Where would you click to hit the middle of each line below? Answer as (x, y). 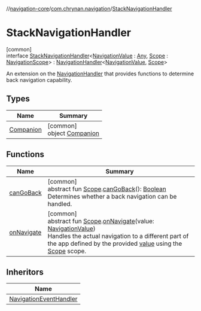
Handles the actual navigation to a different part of (118, 236)
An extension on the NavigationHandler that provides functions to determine (100, 74)
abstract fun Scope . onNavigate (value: (101, 221)
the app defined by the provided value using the (115, 243)
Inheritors (25, 272)
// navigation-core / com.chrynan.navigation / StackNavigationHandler (89, 9)
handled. (60, 204)
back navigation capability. (39, 80)
